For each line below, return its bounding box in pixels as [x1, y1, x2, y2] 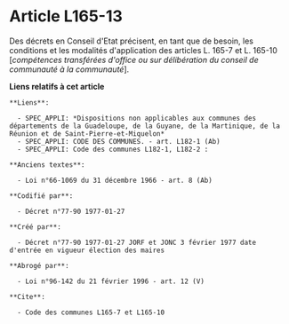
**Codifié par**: [9, 191, 74, 201]
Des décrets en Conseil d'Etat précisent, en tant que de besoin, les [9, 36, 253, 46]
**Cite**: [9, 292, 46, 301]
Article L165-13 [9, 6, 123, 27]
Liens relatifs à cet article [9, 81, 105, 91]
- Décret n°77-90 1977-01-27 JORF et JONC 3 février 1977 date [17, 238, 256, 247]
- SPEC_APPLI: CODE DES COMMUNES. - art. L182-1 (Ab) [17, 137, 221, 146]
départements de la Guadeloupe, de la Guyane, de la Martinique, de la [9, 122, 280, 130]
